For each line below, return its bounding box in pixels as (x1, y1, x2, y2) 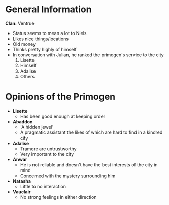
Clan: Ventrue (5, 20, 35, 26)
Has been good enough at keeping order (20, 113, 106, 119)
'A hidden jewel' (20, 124, 54, 130)
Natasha (12, 178, 31, 184)
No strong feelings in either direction (20, 194, 97, 200)
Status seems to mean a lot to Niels (12, 30, 87, 36)
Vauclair (12, 189, 31, 195)
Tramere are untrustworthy (20, 146, 77, 152)
